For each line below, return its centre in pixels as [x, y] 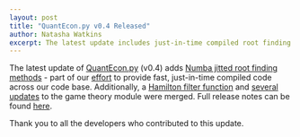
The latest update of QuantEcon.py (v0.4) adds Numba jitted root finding [144, 68]
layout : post [34, 17]
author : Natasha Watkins [56, 34]
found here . [31, 106]
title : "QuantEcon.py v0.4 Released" [80, 26]
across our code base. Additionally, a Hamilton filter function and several [144, 87]
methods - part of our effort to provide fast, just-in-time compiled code [141, 78]
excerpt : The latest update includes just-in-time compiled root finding [150, 43]
